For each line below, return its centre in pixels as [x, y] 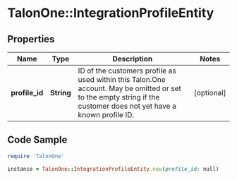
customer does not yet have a [127, 106]
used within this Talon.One [122, 79]
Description [133, 59]
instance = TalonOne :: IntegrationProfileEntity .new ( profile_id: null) [113, 169]
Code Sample [37, 140]
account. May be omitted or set [129, 88]
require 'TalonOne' [36, 156]
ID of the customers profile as [127, 71]
